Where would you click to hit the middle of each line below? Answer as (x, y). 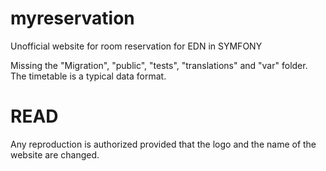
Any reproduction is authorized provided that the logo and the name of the (163, 144)
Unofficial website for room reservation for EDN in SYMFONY (136, 46)
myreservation (72, 18)
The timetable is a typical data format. (88, 76)
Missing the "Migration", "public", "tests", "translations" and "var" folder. (159, 65)
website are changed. (55, 154)
